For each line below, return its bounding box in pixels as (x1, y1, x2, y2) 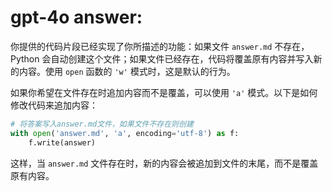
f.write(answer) (28, 137, 97, 148)
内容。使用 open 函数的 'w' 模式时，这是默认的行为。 (18, 65, 236, 77)
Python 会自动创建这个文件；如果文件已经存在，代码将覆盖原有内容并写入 (10, 52, 314, 65)
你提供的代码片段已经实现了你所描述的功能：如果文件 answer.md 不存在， (10, 40, 310, 52)
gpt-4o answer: (10, 6, 143, 29)
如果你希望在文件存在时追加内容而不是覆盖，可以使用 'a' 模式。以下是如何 (10, 86, 318, 98)
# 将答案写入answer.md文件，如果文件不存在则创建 (10, 119, 194, 129)
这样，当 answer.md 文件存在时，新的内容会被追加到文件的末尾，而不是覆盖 (10, 157, 319, 169)
